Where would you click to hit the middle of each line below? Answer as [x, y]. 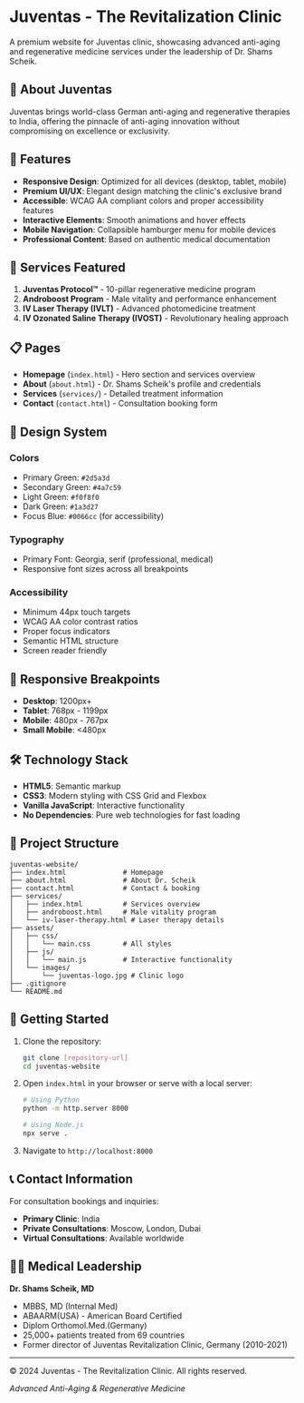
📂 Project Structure [64, 844]
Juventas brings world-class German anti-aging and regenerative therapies [150, 112]
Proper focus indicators [66, 632]
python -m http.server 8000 [75, 1109]
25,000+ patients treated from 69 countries [104, 1335]
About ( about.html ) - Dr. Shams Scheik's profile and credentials [142, 384]
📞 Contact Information [71, 1179]
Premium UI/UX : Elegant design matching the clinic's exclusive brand [152, 191]
